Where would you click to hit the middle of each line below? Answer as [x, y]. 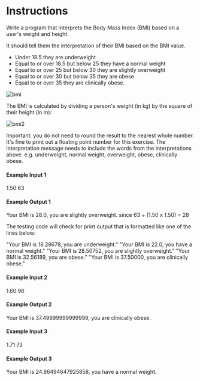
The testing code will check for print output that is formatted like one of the [99, 226]
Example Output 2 [29, 304]
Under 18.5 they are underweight [55, 57]
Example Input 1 [26, 174]
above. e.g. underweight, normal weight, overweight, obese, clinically [92, 155]
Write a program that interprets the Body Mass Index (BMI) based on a [93, 28]
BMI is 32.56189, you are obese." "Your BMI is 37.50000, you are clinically [97, 257]
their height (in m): [29, 112]
